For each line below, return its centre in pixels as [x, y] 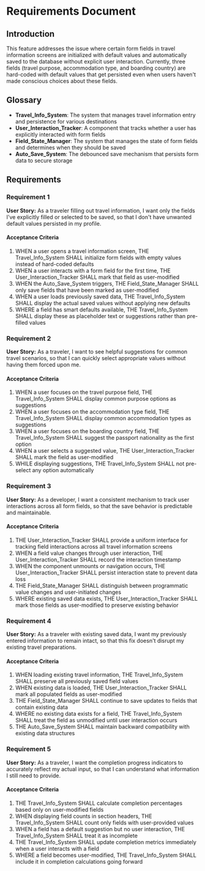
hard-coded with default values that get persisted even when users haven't [101, 74]
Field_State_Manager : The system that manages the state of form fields [106, 141]
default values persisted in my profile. [54, 223]
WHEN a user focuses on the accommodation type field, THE [92, 412]
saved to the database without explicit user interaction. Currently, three [96, 61]
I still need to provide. [34, 776]
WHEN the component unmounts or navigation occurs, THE [90, 566]
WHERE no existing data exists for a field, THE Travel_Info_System [99, 714]
